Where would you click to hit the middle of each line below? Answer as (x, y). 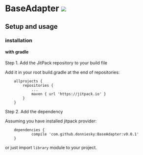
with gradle (17, 52)
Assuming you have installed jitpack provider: (51, 121)
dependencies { (29, 130)
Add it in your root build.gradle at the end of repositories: (62, 72)
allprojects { (28, 81)
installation (19, 40)
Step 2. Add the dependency (34, 111)
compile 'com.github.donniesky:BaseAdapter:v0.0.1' (85, 134)
